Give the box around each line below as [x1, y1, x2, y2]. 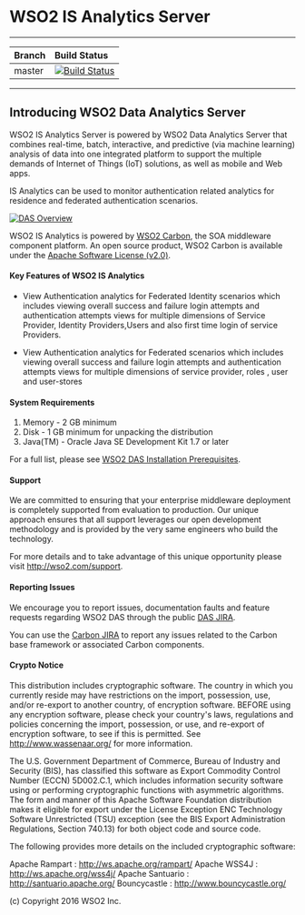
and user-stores [22, 376, 84, 387]
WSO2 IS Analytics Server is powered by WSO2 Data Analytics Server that [9, 129, 288, 140]
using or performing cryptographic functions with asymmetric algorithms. [9, 784, 284, 795]
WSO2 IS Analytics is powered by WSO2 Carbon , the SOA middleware [9, 230, 272, 241]
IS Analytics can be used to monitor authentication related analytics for [9, 185, 275, 196]
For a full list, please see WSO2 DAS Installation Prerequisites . [9, 454, 241, 465]
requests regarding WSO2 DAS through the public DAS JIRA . [9, 611, 236, 622]
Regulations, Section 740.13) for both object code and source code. [9, 823, 261, 834]
